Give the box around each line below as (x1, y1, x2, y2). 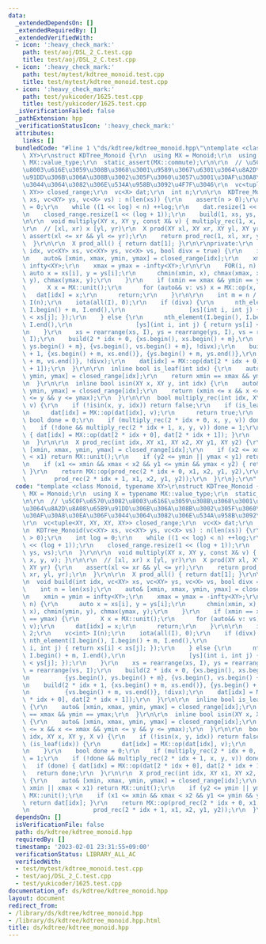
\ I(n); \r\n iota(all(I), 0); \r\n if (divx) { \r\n (22, 298, 215, 306)
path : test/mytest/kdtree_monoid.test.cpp (22, 70, 165, 78)
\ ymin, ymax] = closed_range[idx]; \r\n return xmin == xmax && (22, 372, 249, 380)
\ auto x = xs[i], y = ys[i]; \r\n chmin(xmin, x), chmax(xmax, (22, 269, 253, 277)
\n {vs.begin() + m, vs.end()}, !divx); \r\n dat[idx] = (22, 688, 253, 696)
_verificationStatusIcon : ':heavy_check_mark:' (15, 122, 176, 130)
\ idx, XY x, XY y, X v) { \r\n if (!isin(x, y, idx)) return (22, 733, 239, 741)
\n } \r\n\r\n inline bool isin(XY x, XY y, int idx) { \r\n (22, 379, 228, 388)
